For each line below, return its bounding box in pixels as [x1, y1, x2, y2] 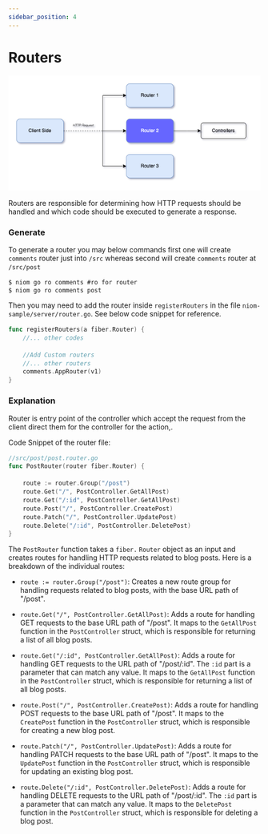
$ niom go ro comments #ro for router [8, 279, 138, 287]
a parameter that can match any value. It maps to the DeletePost [19, 800, 232, 809]
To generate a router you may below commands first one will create [8, 245, 231, 255]
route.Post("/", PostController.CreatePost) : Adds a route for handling [19, 700, 258, 710]
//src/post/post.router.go [8, 453, 98, 462]
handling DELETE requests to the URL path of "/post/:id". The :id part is [19, 791, 258, 800]
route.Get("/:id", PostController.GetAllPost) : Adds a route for [19, 651, 236, 660]
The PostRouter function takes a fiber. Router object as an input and [8, 545, 236, 554]
